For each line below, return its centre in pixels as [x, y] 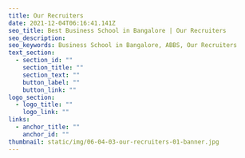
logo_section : [32, 97]
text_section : [32, 53]
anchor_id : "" [46, 134]
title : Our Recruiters [46, 16]
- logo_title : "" [44, 105]
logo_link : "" [46, 113]
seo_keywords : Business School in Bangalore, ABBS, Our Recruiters [123, 45]
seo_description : [37, 38]
